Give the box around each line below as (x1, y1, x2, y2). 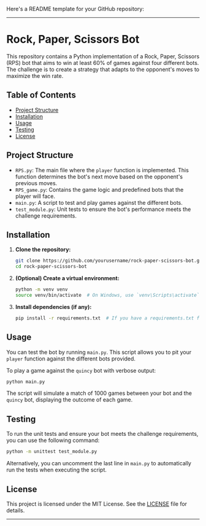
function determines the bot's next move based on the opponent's (15, 173, 183, 180)
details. (6, 506, 25, 514)
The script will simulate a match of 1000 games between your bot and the (6, 389, 192, 397)
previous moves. (15, 179, 58, 186)
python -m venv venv (15, 286, 68, 293)
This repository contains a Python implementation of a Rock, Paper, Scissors (6, 52, 200, 60)
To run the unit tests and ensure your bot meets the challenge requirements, (6, 430, 199, 438)
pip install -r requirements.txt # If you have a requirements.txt (15, 315, 194, 321)
